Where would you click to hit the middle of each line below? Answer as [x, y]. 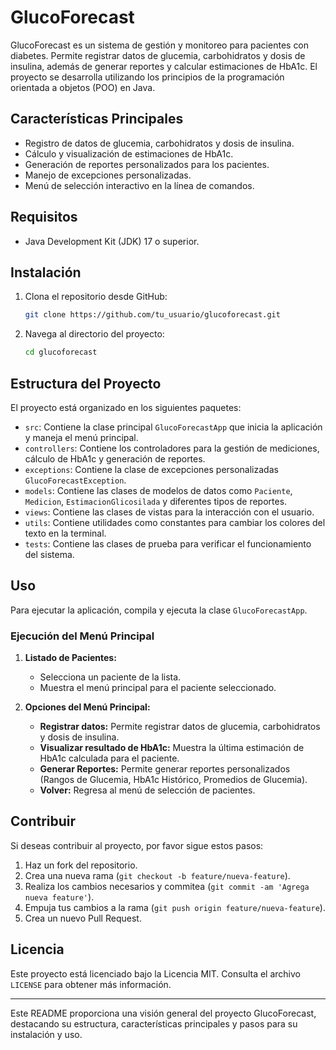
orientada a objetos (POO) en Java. [83, 87]
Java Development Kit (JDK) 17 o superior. [112, 241]
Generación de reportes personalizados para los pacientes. [147, 164]
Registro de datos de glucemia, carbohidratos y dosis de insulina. [159, 143]
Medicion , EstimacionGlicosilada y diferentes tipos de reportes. [156, 501]
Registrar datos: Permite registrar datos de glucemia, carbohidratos [180, 727]
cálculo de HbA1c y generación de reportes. [115, 458]
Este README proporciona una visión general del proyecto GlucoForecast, [163, 1013]
